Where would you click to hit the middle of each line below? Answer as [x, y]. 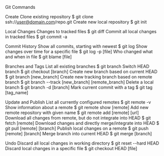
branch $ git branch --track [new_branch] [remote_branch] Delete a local [79, 82]
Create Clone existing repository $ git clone [49, 17]
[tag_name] [17, 93]
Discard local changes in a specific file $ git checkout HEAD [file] [71, 148]
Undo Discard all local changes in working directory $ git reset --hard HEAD [82, 143]
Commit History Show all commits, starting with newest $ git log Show [76, 46]
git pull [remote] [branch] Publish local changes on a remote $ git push [77, 128]
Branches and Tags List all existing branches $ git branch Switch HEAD [77, 66]
